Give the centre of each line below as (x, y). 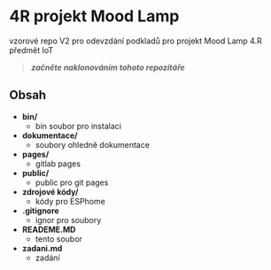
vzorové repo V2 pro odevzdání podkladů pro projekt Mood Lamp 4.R (136, 41)
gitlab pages (58, 163)
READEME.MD (49, 229)
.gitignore (40, 211)
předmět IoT (31, 50)
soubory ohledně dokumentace (93, 144)
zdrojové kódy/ (50, 191)
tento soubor (58, 239)
